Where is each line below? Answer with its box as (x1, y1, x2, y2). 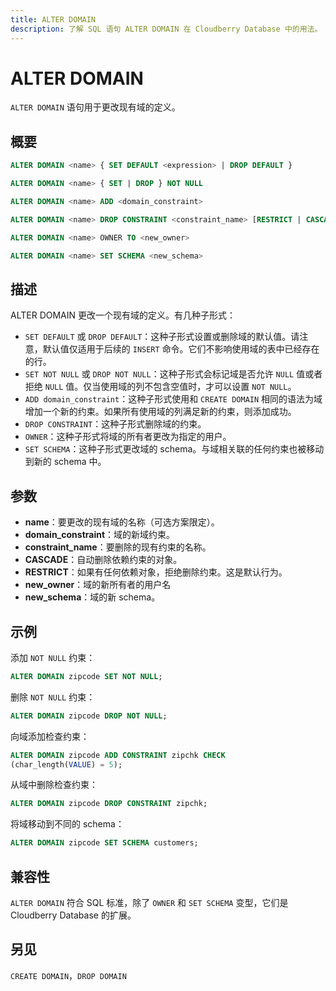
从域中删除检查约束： (10, 779, 98, 791)
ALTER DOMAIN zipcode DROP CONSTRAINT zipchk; (10, 799, 208, 809)
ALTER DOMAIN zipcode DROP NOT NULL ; (10, 711, 168, 721)
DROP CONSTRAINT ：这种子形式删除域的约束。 (24, 418, 207, 430)
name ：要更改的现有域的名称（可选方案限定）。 (24, 516, 220, 528)
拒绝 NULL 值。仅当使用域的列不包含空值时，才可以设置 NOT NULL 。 (24, 381, 297, 393)
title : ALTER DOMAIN (10, 14, 97, 25)
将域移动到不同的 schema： (10, 818, 125, 830)
